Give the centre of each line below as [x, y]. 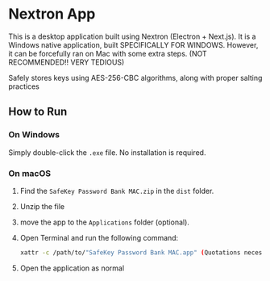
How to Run [38, 112]
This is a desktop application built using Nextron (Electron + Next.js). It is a [132, 36]
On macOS [30, 173]
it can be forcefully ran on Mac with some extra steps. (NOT [108, 53]
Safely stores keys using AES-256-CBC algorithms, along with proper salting [135, 78]
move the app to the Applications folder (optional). [104, 222]
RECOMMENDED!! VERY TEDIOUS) [66, 62]
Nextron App [52, 14]
